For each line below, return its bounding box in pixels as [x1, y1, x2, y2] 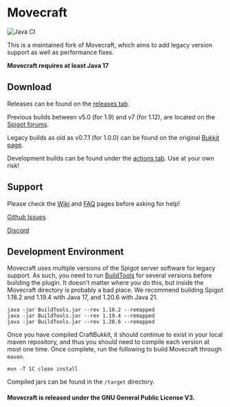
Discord [7, 226, 30, 234]
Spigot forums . [7, 120, 49, 128]
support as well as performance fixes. [7, 48, 115, 56]
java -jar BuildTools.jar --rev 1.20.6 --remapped [7, 318, 155, 325]
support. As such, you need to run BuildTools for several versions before [7, 271, 213, 279]
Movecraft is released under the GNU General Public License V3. [7, 393, 196, 402]
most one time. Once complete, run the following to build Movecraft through [7, 345, 222, 353]
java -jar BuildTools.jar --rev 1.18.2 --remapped [7, 307, 155, 314]
